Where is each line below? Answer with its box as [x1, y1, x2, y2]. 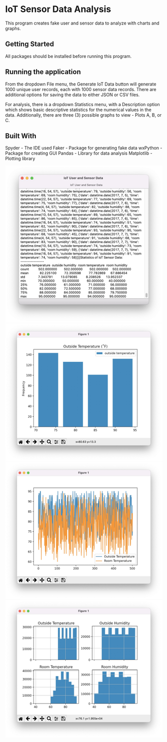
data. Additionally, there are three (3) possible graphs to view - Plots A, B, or [5, 112, 162, 118]
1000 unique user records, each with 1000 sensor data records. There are [5, 86, 157, 92]
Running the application [5, 68, 81, 76]
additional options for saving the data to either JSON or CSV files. [5, 92, 140, 98]
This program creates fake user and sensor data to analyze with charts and [5, 20, 160, 26]
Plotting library [5, 156, 35, 162]
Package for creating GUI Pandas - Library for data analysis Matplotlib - [5, 150, 153, 156]
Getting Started [5, 40, 54, 49]
